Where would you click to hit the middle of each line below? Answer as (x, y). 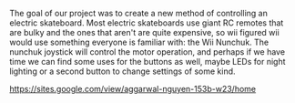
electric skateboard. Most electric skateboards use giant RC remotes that (147, 23)
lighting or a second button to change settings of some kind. (122, 71)
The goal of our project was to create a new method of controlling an (139, 13)
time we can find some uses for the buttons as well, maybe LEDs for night (147, 62)
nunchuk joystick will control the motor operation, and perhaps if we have (147, 52)
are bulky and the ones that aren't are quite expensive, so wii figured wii (144, 32)
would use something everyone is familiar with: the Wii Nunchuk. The (139, 42)
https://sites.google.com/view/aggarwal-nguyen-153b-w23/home (133, 89)
